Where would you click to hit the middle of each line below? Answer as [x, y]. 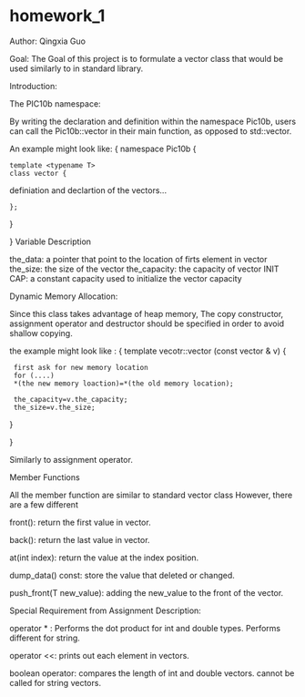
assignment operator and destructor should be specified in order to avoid [147, 323]
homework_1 [57, 16]
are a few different [44, 504]
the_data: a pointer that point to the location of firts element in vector [138, 259]
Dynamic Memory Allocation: [64, 296]
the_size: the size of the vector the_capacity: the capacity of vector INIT [144, 269]
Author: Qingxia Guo [48, 41]
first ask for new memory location [81, 367]
